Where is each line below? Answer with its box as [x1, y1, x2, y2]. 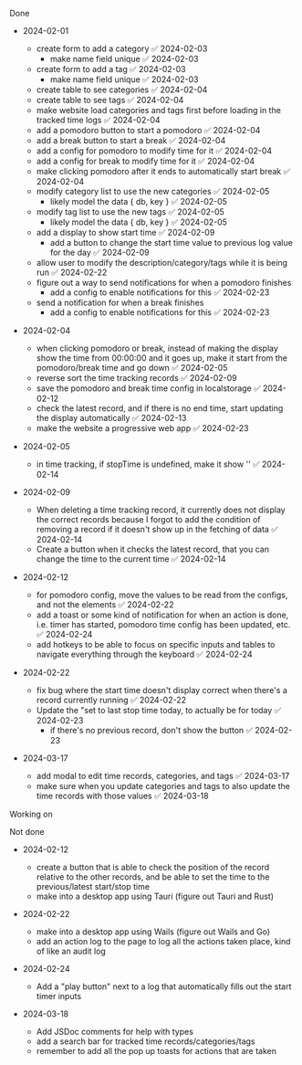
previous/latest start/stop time [36, 881, 151, 891]
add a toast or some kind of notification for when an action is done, [36, 609, 289, 620]
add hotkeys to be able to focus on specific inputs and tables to [36, 639, 276, 649]
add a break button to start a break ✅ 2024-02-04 [36, 135, 226, 145]
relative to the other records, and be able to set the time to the [36, 871, 270, 882]
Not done [9, 827, 45, 837]
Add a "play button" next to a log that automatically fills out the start [36, 981, 292, 992]
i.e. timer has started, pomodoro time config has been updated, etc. [36, 619, 291, 629]
